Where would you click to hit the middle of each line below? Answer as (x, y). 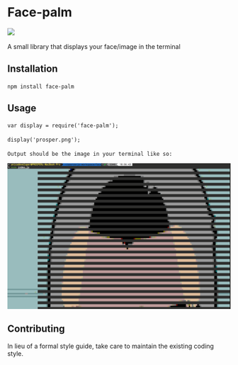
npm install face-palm (41, 86)
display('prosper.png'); (44, 140)
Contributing (36, 329)
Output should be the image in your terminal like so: (90, 154)
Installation (33, 69)
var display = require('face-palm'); (63, 125)
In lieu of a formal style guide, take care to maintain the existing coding (111, 346)
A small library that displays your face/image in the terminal (94, 46)
